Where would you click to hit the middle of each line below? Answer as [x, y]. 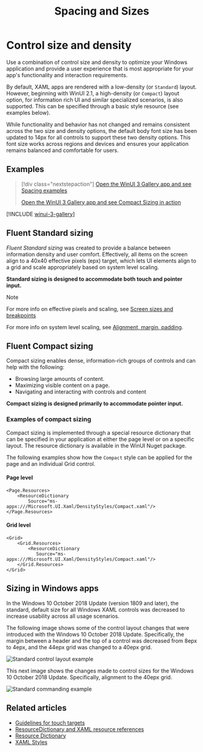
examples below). [28, 112]
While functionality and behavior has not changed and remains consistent [98, 124]
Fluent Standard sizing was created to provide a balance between [88, 248]
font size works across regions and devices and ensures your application [98, 143]
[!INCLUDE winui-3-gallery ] [41, 214]
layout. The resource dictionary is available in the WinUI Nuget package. [96, 445]
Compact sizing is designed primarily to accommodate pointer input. [95, 404]
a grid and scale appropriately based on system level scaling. [83, 267]
